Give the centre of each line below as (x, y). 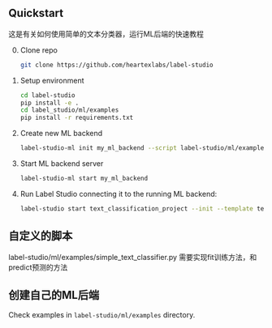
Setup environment (52, 80)
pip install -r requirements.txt (77, 118)
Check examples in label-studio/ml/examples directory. (102, 315)
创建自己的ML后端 (54, 295)
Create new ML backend (61, 134)
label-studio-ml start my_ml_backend (84, 179)
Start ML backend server (62, 164)
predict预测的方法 (38, 267)
